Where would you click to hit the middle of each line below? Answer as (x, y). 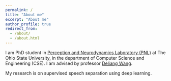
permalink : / (19, 10)
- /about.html (25, 38)
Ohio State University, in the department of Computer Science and (75, 58)
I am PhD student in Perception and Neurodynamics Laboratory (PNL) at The (85, 52)
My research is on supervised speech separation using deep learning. (79, 73)
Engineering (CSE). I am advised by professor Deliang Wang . (69, 63)
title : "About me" (25, 15)
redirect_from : (21, 29)
